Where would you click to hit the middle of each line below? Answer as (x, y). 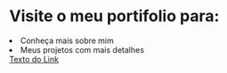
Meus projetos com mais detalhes (83, 49)
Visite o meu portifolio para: (114, 16)
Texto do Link (34, 59)
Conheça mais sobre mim (67, 40)
